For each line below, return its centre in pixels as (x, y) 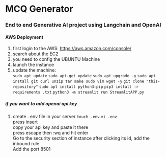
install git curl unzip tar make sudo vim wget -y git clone (78, 82)
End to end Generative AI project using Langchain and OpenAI (83, 25)
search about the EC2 (35, 54)
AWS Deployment (24, 37)
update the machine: (34, 70)
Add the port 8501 (32, 149)
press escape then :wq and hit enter (50, 133)
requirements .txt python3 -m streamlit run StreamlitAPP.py (78, 93)
